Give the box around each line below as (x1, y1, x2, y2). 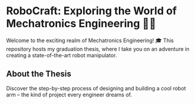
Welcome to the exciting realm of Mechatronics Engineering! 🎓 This (6, 37, 174, 44)
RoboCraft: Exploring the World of (6, 4, 177, 18)
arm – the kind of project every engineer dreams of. (6, 91, 133, 98)
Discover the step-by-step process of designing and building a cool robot (6, 84, 186, 92)
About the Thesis (6, 69, 71, 79)
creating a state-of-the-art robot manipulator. (6, 52, 117, 59)
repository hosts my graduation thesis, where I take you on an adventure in (6, 45, 190, 52)
